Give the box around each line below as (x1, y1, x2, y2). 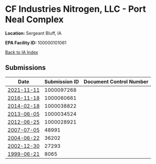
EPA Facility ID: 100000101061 (5, 39, 67, 45)
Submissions (5, 64, 46, 72)
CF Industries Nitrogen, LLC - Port (5, 3, 146, 15)
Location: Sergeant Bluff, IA (5, 30, 62, 36)
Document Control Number (83, 78, 149, 85)
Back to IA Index (5, 49, 38, 55)
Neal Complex (5, 14, 64, 25)
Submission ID (44, 78, 79, 85)
